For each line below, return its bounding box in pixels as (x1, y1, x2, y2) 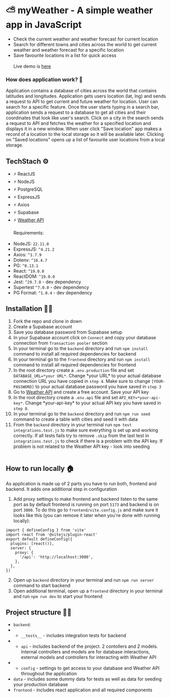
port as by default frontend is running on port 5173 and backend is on (13, 501, 159, 507)
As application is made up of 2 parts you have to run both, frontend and (6, 480, 157, 486)
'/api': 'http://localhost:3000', (19, 555, 94, 560)
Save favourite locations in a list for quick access (13, 52, 117, 58)
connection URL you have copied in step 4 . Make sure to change (13, 378, 151, 384)
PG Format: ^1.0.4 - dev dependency (13, 290, 93, 296)
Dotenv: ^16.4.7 (13, 257, 48, 263)
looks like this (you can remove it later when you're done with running (13, 512, 160, 518)
